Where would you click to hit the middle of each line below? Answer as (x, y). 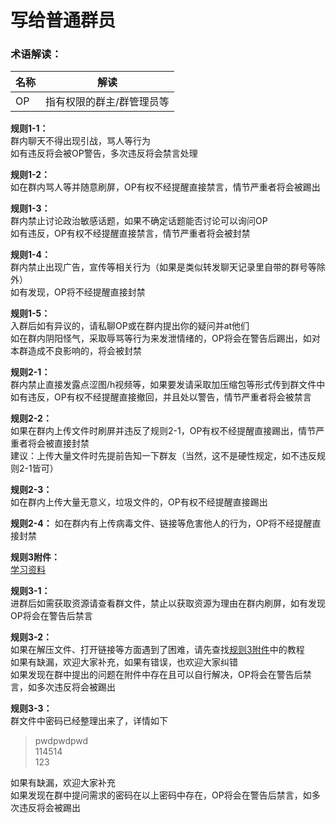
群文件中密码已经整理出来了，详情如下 (89, 721)
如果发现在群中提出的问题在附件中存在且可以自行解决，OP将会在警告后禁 (161, 675)
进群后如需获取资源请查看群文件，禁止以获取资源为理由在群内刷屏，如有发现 (168, 603)
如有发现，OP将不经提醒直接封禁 (78, 292)
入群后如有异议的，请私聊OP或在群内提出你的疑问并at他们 (130, 326)
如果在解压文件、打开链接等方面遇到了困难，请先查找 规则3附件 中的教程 (157, 650)
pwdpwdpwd (61, 741)
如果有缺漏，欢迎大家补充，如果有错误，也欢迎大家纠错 (124, 662)
